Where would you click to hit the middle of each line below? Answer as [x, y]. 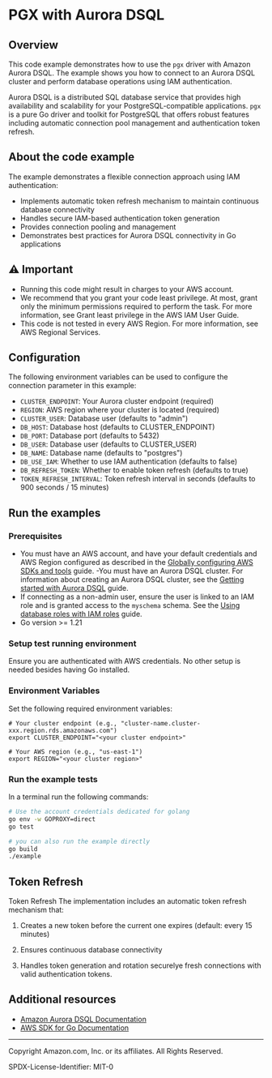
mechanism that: [36, 910]
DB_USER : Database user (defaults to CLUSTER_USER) [108, 444]
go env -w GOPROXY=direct [52, 819]
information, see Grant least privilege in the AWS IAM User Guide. [130, 314]
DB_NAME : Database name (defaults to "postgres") [101, 453]
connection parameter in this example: [72, 386]
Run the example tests [53, 779]
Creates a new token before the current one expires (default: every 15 [136, 926]
